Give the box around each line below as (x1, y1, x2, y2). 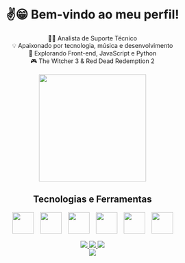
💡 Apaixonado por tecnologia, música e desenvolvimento (12, 41, 173, 49)
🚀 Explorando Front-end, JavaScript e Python (28, 49, 157, 57)
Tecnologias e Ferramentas (33, 194, 152, 205)
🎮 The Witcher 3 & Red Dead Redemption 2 (30, 57, 155, 65)
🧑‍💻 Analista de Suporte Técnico (48, 34, 137, 42)
